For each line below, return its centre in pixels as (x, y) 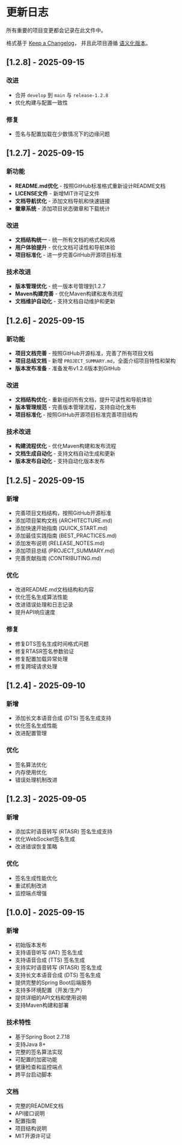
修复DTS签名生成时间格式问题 (52, 643)
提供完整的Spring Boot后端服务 (53, 983)
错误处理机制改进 (36, 780)
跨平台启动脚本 (33, 1074)
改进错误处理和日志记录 (44, 605)
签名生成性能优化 (36, 878)
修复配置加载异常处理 (41, 658)
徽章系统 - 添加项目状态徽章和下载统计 (62, 208)
